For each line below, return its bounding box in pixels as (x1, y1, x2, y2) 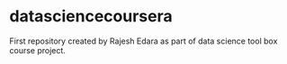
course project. (9, 44, 66, 55)
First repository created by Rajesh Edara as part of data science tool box (9, 36, 278, 46)
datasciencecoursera (9, 6, 173, 27)
